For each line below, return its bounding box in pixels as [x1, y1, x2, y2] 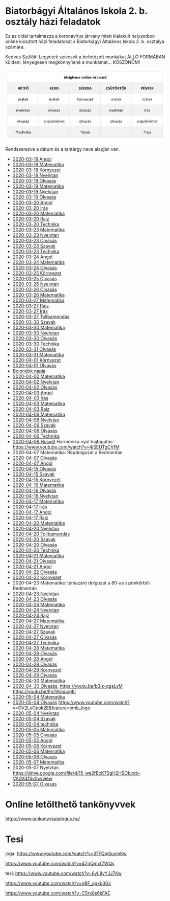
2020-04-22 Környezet [12, 574, 62, 580]
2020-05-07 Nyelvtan [12, 764, 59, 771]
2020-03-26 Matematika [12, 291, 65, 298]
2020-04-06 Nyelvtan [12, 417, 60, 423]
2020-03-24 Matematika [12, 259, 65, 265]
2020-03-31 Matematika [12, 351, 64, 357]
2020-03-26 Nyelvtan [12, 281, 60, 287]
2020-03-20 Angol [12, 199, 53, 206]
